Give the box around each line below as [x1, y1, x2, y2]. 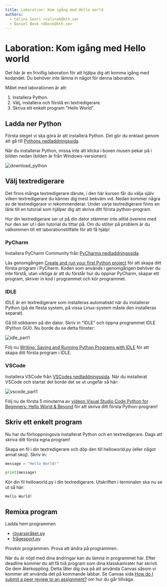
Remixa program [5, 507, 58, 516]
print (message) [5, 470, 37, 475]
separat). [5, 310, 24, 316]
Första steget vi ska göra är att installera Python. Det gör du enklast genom [5, 133, 160, 139]
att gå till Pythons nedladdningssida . [5, 138, 80, 144]
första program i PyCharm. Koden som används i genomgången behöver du [5, 265, 161, 271]
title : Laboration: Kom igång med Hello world [5, 7, 104, 12]
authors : [5, 12, 23, 17]
